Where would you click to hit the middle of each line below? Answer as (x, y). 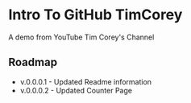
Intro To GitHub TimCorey (95, 15)
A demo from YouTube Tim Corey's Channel (81, 37)
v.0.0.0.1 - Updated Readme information (85, 81)
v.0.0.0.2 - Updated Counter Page (76, 90)
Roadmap (33, 62)
